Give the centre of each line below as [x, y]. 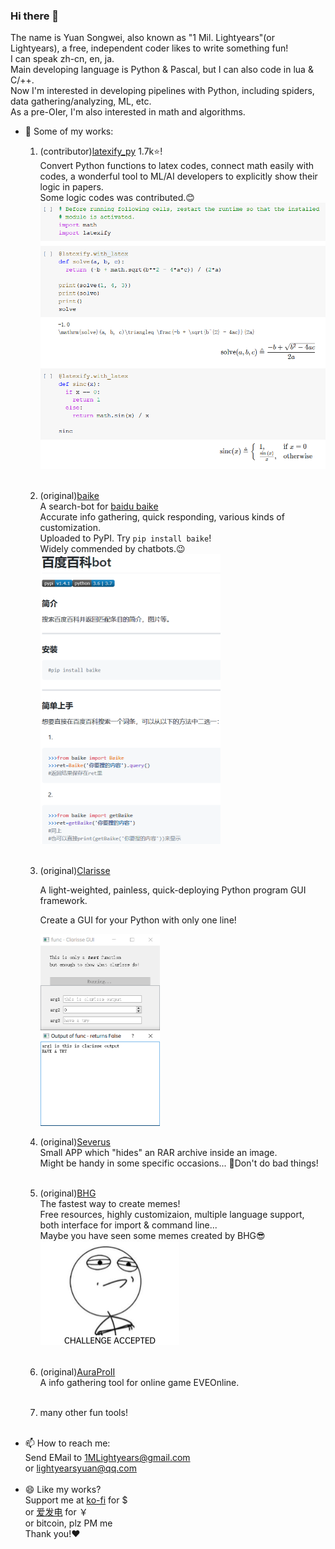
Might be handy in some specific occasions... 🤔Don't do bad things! [179, 1163]
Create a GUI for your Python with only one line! [138, 920]
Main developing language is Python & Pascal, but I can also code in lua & [162, 70]
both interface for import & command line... [128, 1225]
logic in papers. [71, 187]
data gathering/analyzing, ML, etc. [81, 101]
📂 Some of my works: [69, 131]
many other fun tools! [83, 1413]
